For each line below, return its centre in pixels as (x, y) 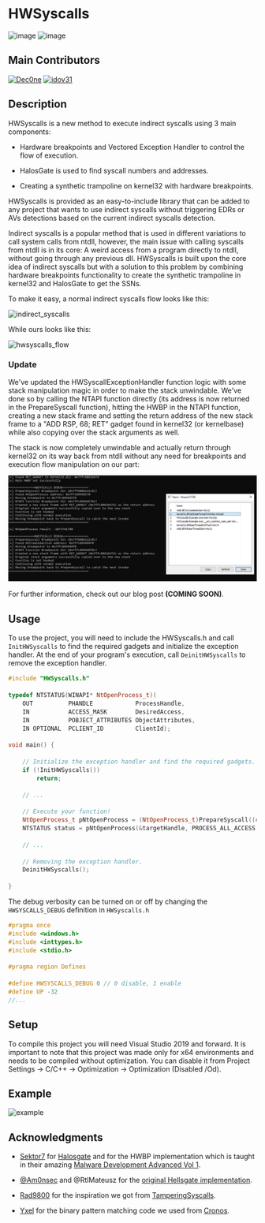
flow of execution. (49, 155)
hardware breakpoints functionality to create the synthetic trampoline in (125, 275)
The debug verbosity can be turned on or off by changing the (108, 901)
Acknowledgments (56, 1137)
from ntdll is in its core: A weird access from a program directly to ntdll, (123, 250)
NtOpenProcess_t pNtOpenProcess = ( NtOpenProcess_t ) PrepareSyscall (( (139, 820)
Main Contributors (54, 60)
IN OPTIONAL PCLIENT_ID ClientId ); (97, 729)
